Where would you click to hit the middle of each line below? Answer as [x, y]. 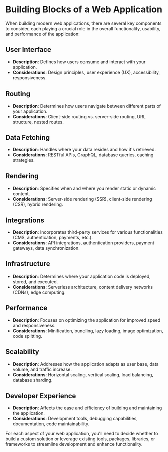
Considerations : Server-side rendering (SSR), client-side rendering [82, 199]
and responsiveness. [34, 325]
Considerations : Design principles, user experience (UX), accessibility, [86, 72]
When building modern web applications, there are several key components [83, 23]
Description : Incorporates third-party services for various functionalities [88, 232]
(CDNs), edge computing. [39, 292]
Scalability [22, 352]
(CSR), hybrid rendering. [38, 204]
